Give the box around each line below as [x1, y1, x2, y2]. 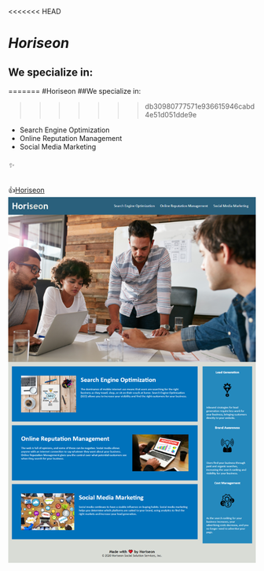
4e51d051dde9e [145, 110, 197, 119]
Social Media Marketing [19, 142, 97, 151]
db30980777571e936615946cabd [145, 102, 255, 111]
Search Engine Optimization [19, 125, 110, 135]
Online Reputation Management [19, 134, 123, 143]
